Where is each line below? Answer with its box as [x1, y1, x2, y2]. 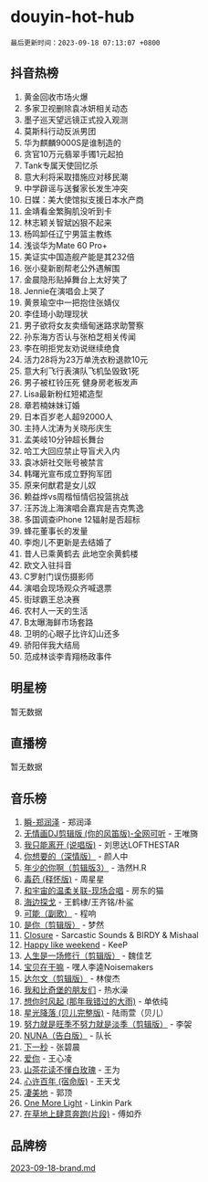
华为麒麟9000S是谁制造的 [23, 137, 121, 148]
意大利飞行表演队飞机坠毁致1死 [23, 365, 140, 376]
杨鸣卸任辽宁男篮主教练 [23, 228, 112, 239]
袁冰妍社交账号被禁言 [23, 457, 104, 468]
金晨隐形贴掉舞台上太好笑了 [23, 274, 129, 285]
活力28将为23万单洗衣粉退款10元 [23, 354, 149, 364]
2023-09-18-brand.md [10, 1163, 97, 1173]
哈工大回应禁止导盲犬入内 [23, 445, 120, 456]
